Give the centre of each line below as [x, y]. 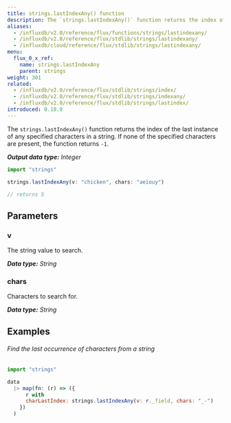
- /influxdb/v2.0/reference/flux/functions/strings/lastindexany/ [110, 33]
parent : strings [43, 71]
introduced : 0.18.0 [35, 109]
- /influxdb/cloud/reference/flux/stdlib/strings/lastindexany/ [107, 45]
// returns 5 [26, 194]
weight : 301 [24, 77]
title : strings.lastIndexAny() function [66, 13]
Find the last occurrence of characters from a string [81, 349]
